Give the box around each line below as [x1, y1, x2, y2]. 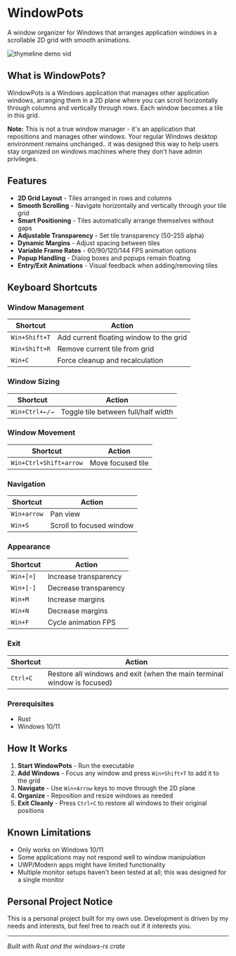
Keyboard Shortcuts [7, 281, 98, 293]
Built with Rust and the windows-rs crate [7, 942, 126, 950]
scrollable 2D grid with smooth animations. [7, 35, 131, 44]
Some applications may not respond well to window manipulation [17, 852, 206, 861]
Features [7, 175, 47, 187]
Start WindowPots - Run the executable [17, 761, 135, 769]
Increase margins [48, 595, 105, 604]
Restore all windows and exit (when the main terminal [48, 669, 223, 678]
